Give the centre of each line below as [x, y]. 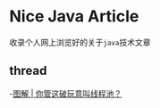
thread [28, 71]
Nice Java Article [74, 17]
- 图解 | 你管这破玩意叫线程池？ [66, 93]
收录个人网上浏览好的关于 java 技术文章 [80, 42]
